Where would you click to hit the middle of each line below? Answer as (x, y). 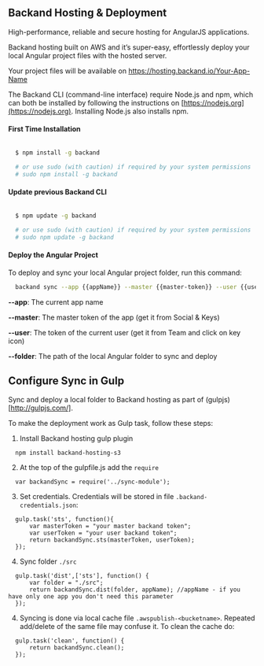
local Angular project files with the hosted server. (88, 55)
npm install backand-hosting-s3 (68, 453)
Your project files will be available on (68, 71)
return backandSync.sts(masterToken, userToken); (112, 540)
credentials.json (48, 506)
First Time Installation (44, 129)
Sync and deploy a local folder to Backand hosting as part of (106, 400)
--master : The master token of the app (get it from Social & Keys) (114, 317)
